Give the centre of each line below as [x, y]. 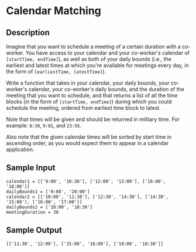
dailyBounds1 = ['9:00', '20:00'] [48, 191]
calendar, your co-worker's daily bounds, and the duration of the [106, 89]
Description [28, 33]
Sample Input [31, 168]
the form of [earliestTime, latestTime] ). [56, 71]
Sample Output [34, 230]
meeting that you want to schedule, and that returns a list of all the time [92, 95]
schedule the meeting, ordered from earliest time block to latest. [83, 108]
